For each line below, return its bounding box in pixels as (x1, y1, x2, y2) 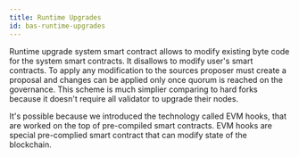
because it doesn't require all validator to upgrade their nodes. (9, 93, 239, 103)
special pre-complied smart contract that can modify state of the (9, 129, 248, 140)
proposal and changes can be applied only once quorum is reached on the (9, 74, 284, 85)
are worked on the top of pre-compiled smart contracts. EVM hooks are (9, 120, 272, 130)
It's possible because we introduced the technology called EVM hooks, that (9, 111, 287, 121)
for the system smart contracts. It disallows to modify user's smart (9, 55, 253, 66)
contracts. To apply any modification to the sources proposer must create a (9, 64, 287, 76)
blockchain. (9, 139, 52, 150)
